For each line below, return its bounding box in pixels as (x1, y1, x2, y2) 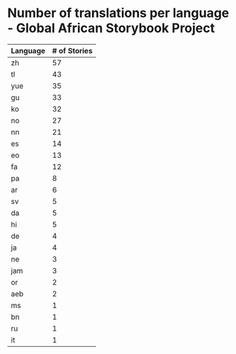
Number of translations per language (7, 5, 230, 21)
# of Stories (52, 45, 93, 55)
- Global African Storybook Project (7, 20, 215, 36)
